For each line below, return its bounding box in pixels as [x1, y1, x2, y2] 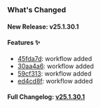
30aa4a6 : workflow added [17, 62, 95, 70]
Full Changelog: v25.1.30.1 [7, 93, 86, 101]
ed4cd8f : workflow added [17, 76, 93, 85]
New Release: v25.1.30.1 [7, 22, 79, 31]
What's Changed [7, 5, 67, 15]
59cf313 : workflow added [17, 69, 92, 78]
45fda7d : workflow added [17, 54, 93, 62]
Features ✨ [7, 39, 41, 47]
